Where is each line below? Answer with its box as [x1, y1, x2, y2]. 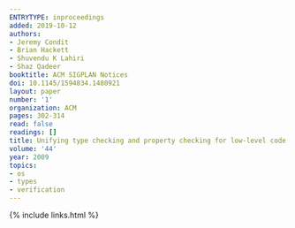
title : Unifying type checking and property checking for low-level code [9, 136, 287, 145]
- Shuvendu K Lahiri [9, 54, 86, 63]
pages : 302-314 [9, 111, 65, 120]
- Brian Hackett [9, 46, 69, 55]
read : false [9, 120, 53, 129]
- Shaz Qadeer [9, 63, 62, 72]
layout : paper [9, 87, 62, 95]
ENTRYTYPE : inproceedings [9, 12, 104, 22]
